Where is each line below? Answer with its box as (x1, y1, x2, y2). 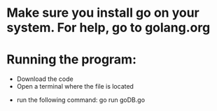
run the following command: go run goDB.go (16, 96, 145, 104)
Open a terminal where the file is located (16, 82, 134, 91)
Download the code (16, 75, 74, 83)
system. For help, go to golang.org (6, 20, 211, 36)
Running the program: (6, 52, 137, 68)
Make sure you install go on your (6, 5, 200, 21)
